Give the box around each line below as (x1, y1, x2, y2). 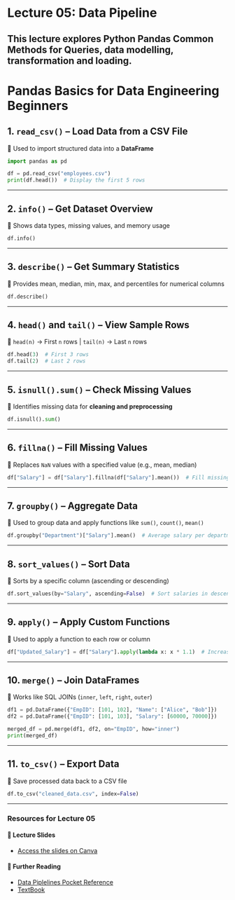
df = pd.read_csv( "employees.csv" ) (7, 170, 111, 177)
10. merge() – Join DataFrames (7, 674, 140, 686)
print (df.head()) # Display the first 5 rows (7, 177, 145, 184)
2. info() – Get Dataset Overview (7, 203, 153, 214)
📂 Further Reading (7, 862, 61, 871)
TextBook (17, 885, 45, 894)
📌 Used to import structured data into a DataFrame (7, 144, 154, 152)
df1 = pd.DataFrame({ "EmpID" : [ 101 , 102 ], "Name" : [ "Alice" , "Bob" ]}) (7, 707, 218, 714)
